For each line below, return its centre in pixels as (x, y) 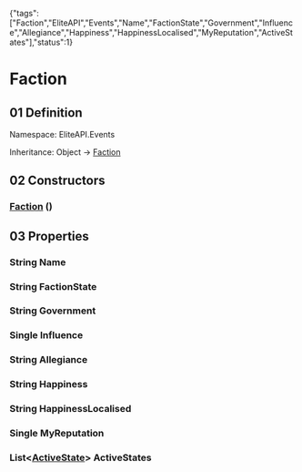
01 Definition (46, 113)
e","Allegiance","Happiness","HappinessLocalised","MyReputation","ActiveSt (151, 32)
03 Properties (49, 236)
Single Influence (46, 335)
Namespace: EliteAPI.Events (62, 134)
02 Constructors (57, 181)
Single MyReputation (57, 434)
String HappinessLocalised (70, 409)
